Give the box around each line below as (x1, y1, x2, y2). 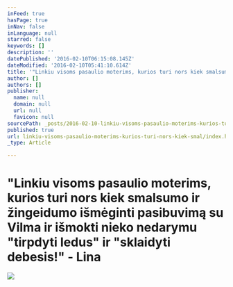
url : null (13, 107, 42, 114)
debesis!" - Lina (7, 249, 101, 265)
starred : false (7, 36, 51, 43)
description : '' (7, 49, 54, 56)
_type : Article (7, 140, 51, 147)
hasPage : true (7, 17, 49, 24)
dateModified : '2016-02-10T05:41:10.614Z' (7, 62, 132, 69)
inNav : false (7, 23, 45, 30)
